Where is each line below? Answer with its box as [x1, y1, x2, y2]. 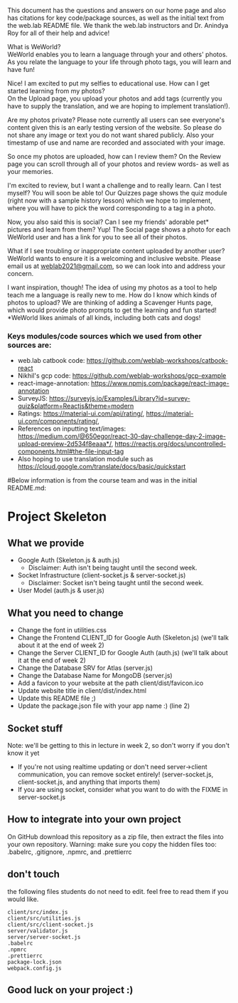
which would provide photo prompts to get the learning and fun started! [7, 306, 217, 314]
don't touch [7, 868, 60, 880]
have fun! [7, 66, 36, 73]
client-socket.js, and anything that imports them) [17, 777, 161, 786]
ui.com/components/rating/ [17, 417, 98, 426]
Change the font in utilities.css [17, 626, 107, 634]
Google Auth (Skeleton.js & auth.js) [17, 556, 120, 565]
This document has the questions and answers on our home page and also [7, 6, 226, 14]
